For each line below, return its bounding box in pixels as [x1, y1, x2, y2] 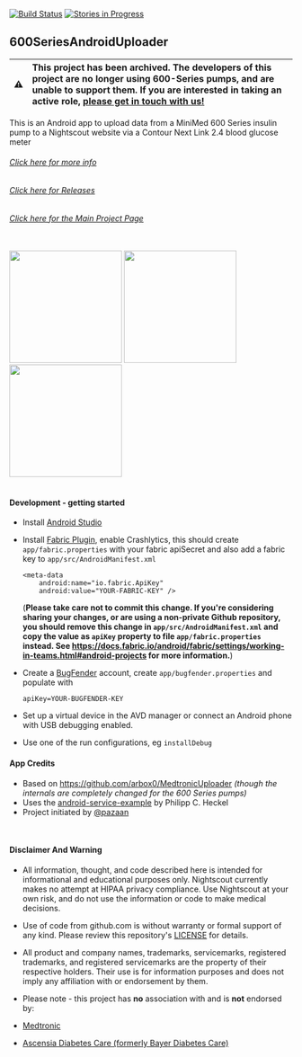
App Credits [9, 758, 56, 768]
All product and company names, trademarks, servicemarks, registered [22, 946, 287, 957]
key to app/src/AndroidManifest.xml [22, 554, 156, 564]
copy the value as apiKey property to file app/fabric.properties [22, 631, 262, 642]
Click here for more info [9, 157, 97, 168]
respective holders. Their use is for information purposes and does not [22, 966, 285, 977]
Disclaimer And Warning [9, 845, 102, 856]
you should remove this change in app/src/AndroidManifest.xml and [22, 621, 279, 633]
